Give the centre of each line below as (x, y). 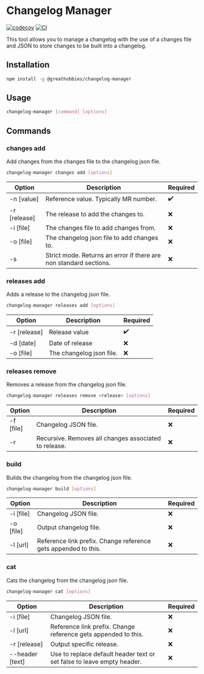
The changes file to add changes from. (100, 228)
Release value (69, 332)
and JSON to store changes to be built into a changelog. (76, 46)
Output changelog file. (69, 527)
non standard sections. (78, 262)
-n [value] (24, 199)
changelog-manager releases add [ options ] (61, 306)
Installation (28, 65)
